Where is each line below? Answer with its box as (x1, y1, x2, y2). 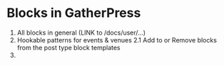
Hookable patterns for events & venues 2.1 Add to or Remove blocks (16, 35, 217, 44)
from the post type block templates (16, 43, 121, 52)
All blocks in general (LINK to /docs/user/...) (16, 28, 146, 37)
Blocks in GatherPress (6, 5, 141, 21)
